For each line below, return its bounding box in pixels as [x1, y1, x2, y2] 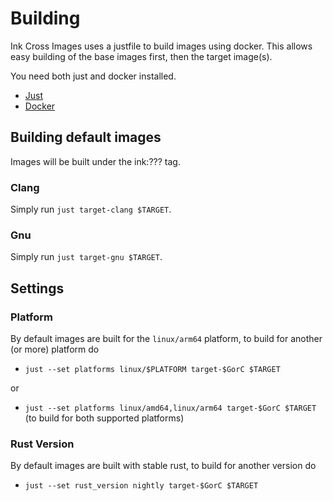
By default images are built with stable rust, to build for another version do [10, 460, 317, 472]
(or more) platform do [10, 343, 100, 356]
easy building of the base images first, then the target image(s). [10, 50, 273, 62]
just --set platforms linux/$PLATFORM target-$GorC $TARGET [24, 365, 281, 375]
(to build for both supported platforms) [24, 412, 185, 424]
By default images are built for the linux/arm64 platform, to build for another [10, 333, 323, 345]
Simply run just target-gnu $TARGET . [10, 251, 163, 263]
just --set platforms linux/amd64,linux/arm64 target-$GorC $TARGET [24, 403, 317, 414]
